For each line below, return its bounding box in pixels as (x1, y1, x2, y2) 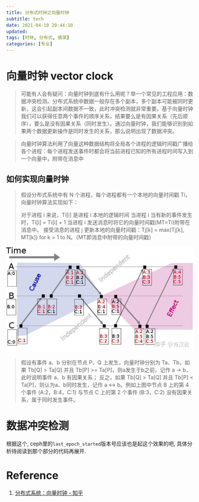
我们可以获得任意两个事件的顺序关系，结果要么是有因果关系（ (20, 112, 173, 119)
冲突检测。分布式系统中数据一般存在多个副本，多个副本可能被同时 (26, 97, 188, 104)
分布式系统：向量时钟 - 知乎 (14, 489, 83, 496)
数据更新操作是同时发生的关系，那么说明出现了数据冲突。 (36, 127, 178, 134)
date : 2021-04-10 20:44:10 (6, 22, 73, 28)
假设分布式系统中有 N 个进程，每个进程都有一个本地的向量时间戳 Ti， (20, 191, 191, 198)
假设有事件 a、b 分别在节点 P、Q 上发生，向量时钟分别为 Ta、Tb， (20, 358, 185, 366)
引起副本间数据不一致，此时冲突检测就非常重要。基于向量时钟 (41, 105, 194, 112)
